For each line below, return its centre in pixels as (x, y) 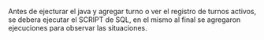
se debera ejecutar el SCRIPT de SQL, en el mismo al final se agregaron (125, 20)
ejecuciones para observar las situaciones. (78, 28)
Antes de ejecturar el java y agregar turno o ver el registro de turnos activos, (132, 11)
